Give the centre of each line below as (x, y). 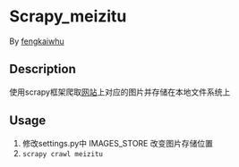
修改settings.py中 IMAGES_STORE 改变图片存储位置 (117, 143)
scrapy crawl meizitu (62, 154)
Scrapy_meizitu (68, 17)
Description (43, 69)
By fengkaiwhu (37, 41)
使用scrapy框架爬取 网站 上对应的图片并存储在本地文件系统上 (120, 92)
